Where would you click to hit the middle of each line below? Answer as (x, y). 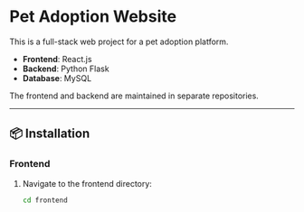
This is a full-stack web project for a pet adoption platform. (119, 41)
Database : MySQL (57, 78)
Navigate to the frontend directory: (87, 183)
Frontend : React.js (57, 59)
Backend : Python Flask (66, 69)
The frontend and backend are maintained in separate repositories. (134, 96)
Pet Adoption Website (93, 17)
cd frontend (45, 200)
